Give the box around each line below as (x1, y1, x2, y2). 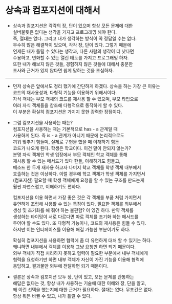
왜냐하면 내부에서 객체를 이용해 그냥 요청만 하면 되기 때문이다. (12, 244, 136, 250)
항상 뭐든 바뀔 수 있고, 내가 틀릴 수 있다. (12, 293, 92, 299)
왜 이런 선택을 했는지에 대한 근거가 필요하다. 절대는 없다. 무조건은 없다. (12, 286, 154, 292)
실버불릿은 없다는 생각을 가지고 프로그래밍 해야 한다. (12, 29, 117, 35)
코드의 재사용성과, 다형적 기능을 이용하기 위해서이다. (12, 89, 117, 95)
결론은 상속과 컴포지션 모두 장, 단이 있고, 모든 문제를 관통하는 (12, 273, 135, 279)
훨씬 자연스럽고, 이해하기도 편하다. (12, 183, 81, 189)
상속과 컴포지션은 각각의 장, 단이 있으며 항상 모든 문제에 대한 (12, 23, 133, 29)
